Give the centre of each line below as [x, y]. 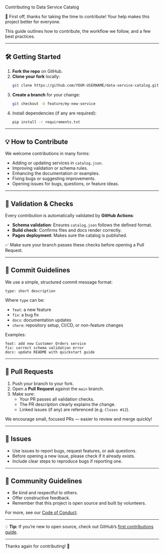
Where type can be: [25, 300]
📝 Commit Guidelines [38, 270]
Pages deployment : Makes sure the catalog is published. [70, 235]
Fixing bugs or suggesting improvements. [54, 178]
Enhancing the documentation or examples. [56, 174]
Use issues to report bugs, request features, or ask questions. [74, 451]
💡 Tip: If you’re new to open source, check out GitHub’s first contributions [79, 527]
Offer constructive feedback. [41, 498]
